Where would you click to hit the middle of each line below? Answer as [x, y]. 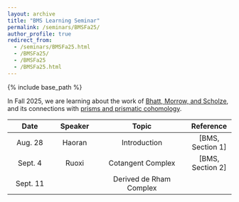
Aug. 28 [30, 142]
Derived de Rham [142, 179]
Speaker [75, 126]
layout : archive [31, 14]
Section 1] [209, 147]
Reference [209, 126]
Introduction [142, 142]
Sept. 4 [30, 163]
